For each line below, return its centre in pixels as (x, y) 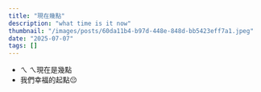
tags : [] (23, 46)
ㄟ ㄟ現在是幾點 (46, 70)
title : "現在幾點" (37, 16)
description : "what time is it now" (70, 23)
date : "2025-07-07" (41, 38)
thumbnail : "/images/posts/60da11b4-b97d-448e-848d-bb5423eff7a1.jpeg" (131, 31)
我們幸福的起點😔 (49, 80)
